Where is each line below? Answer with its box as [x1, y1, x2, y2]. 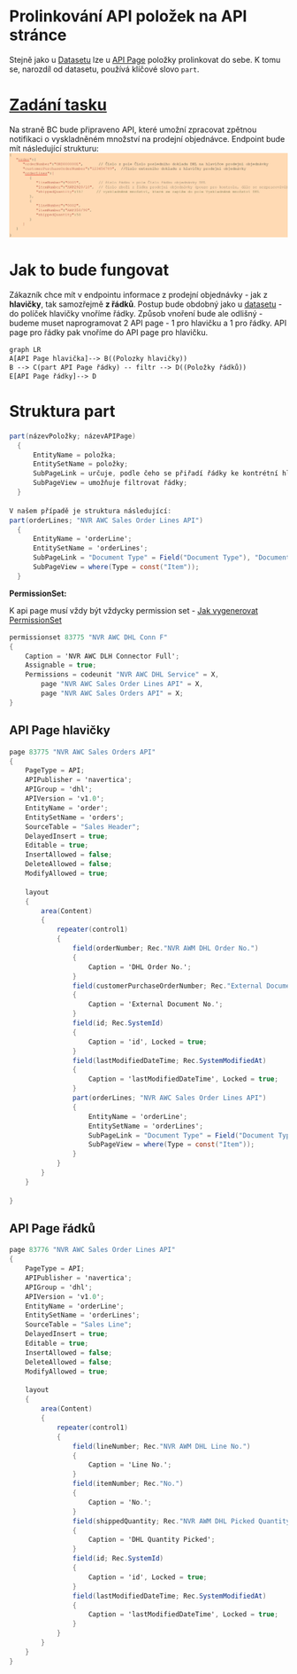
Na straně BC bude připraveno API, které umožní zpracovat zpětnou [9, 124, 257, 135]
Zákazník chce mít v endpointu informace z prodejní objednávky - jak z [9, 289, 268, 300]
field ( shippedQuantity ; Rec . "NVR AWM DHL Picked [72, 1516, 255, 1526]
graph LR [9, 345, 42, 354]
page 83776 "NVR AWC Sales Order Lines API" [9, 1246, 176, 1255]
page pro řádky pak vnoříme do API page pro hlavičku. [9, 326, 209, 338]
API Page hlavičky [9, 723, 110, 738]
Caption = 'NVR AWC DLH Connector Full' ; [25, 652, 179, 661]
